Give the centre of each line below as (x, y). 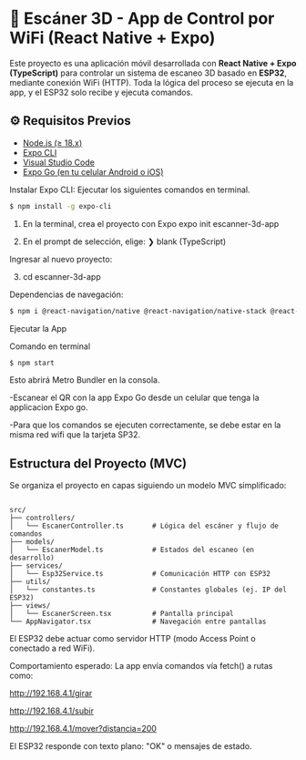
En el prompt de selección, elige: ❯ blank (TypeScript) (124, 241)
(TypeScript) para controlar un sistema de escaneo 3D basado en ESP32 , (148, 73)
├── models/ (32, 542)
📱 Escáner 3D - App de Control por (142, 19)
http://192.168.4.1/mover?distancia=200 (83, 729)
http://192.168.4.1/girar (51, 693)
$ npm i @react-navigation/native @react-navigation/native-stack (138, 311)
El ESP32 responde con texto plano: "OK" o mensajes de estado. (131, 746)
